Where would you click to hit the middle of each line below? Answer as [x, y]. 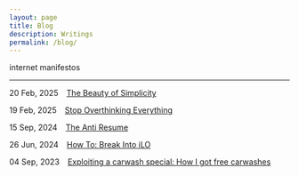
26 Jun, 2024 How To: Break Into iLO [80, 145]
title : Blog [31, 26]
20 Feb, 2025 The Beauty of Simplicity [83, 93]
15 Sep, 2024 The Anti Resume [69, 128]
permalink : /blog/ [43, 42]
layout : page [33, 17]
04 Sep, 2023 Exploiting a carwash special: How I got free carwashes [140, 162]
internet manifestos [45, 68]
